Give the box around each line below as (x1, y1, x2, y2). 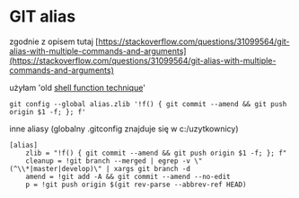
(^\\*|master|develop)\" (9, 164, 102, 173)
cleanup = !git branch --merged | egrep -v (25, 156, 191, 166)
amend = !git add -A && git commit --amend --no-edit (25, 172, 231, 181)
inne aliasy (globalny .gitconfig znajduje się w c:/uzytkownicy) (9, 123, 240, 134)
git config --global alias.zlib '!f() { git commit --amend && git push (9, 99, 287, 109)
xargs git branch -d (113, 164, 191, 173)
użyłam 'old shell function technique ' (9, 82, 146, 93)
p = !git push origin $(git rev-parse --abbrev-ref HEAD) (25, 180, 247, 189)
